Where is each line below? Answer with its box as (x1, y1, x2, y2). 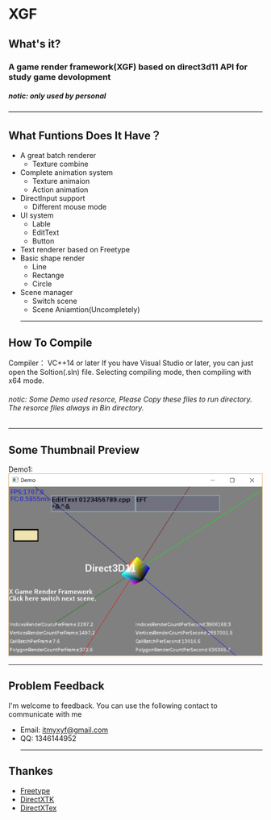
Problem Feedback (8, 679, 105, 693)
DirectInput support (19, 194, 85, 203)
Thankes (8, 764, 54, 778)
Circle (31, 279, 52, 289)
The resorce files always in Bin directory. (8, 402, 144, 412)
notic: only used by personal (8, 91, 106, 101)
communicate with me (8, 709, 82, 718)
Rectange (31, 271, 65, 281)
